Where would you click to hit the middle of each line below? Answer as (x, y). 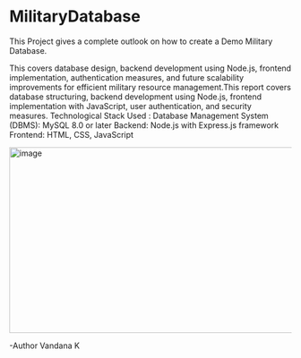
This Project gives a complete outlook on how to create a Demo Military (141, 41)
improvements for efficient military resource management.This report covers (150, 87)
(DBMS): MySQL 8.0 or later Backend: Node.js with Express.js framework (144, 125)
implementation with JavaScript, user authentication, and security (131, 106)
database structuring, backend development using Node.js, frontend (136, 97)
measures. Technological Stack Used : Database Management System (139, 115)
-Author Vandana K (45, 345)
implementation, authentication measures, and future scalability (127, 77)
